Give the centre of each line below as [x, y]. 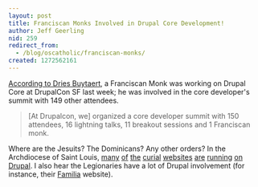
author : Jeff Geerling [46, 30]
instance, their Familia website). [61, 174]
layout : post [30, 16]
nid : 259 [23, 38]
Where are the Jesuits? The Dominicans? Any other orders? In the [117, 148]
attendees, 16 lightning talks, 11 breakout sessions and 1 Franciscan [139, 124]
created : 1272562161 [43, 61]
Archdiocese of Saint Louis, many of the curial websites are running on [126, 157]
